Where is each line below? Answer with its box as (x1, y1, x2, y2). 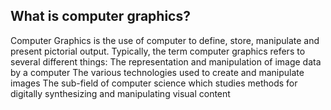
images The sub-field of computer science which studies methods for (10, 77, 298, 89)
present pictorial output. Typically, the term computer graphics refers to (10, 45, 306, 57)
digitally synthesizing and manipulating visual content (10, 87, 231, 99)
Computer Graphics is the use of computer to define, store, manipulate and (10, 34, 320, 46)
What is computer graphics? (10, 8, 191, 25)
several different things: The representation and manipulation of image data (10, 55, 322, 68)
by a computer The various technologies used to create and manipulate (10, 66, 305, 78)
